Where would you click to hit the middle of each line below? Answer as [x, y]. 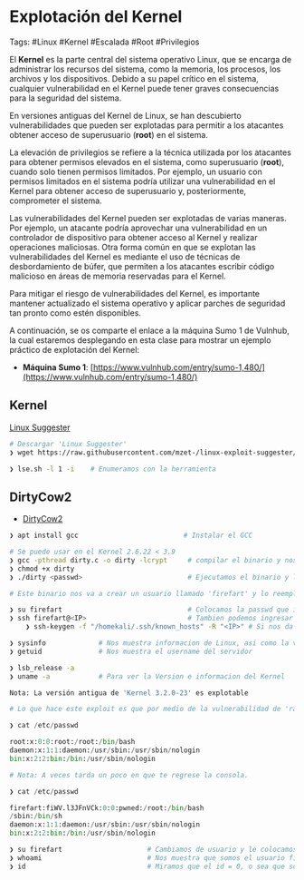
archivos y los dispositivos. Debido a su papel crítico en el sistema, [134, 78]
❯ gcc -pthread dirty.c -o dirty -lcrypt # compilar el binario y [145, 560]
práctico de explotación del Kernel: [75, 349]
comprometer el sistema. [56, 200]
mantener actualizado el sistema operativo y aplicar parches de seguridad [147, 303]
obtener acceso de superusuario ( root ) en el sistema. [109, 134]
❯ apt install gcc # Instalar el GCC [131, 536]
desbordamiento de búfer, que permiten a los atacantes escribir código [142, 266]
